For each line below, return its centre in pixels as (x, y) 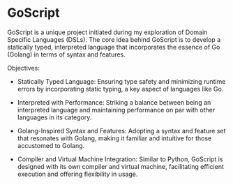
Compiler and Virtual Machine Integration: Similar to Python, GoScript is (120, 159)
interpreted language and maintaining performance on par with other (116, 110)
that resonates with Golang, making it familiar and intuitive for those (114, 138)
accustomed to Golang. (51, 145)
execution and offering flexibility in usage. (77, 174)
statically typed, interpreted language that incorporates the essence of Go (114, 47)
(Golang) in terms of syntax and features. (66, 54)
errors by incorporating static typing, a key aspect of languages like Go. (120, 89)
